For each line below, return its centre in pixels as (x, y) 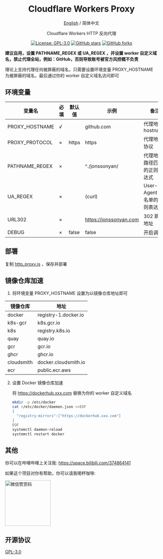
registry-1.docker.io (60, 315)
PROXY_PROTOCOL (30, 142)
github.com (98, 126)
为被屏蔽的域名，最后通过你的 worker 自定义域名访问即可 (62, 75)
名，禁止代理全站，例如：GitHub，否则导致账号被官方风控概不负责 (72, 59)
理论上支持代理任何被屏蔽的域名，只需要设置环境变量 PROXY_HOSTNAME (79, 69)
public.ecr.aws (54, 370)
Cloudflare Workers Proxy (81, 9)
